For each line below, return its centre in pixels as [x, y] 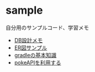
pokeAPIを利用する [38, 62]
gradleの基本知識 [35, 55]
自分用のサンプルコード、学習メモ [47, 27]
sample [24, 10]
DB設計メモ [28, 40]
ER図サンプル [30, 48]
